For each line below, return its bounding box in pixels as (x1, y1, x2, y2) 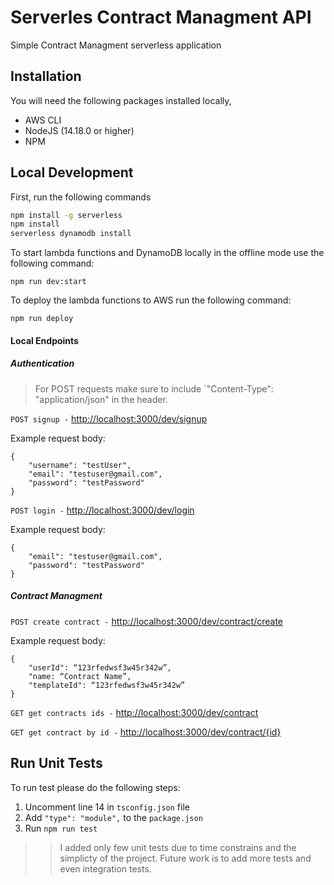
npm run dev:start (10, 277, 87, 287)
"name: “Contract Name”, (28, 671, 132, 681)
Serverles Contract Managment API (10, 6, 312, 29)
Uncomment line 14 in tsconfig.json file (24, 801, 190, 813)
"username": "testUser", (28, 460, 132, 470)
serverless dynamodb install (10, 229, 132, 239)
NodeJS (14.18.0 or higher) (24, 124, 135, 136)
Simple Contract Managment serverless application (10, 39, 222, 51)
